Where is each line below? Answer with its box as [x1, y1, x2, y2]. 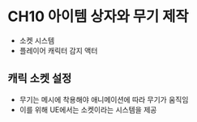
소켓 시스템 [19, 36, 55, 45]
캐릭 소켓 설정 [7, 72, 72, 86]
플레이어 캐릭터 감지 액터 [19, 45, 98, 55]
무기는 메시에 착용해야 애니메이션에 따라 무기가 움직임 [19, 95, 189, 104]
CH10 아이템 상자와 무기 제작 [7, 7, 189, 26]
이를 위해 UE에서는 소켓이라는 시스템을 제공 [19, 104, 157, 114]
